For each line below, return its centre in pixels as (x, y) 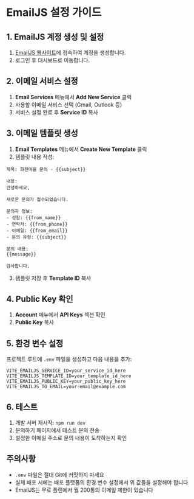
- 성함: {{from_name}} (34, 218)
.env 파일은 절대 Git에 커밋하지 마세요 (59, 475)
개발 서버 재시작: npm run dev (50, 423)
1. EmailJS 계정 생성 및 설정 (55, 37)
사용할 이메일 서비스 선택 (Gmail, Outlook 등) (69, 105)
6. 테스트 (22, 407)
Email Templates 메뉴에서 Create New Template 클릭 (81, 149)
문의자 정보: (20, 211)
